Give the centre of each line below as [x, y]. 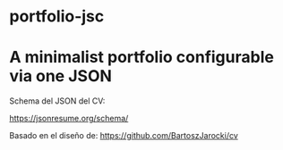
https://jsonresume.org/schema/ [69, 119]
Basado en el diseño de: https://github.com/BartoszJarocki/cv [124, 136]
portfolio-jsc [57, 17]
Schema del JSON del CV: [57, 101]
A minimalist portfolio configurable [142, 58]
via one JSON [60, 76]
